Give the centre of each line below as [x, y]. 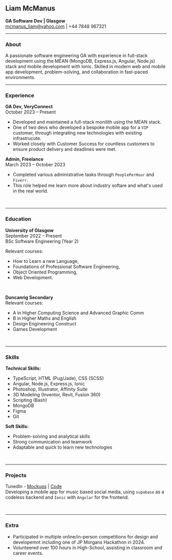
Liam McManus [30, 8]
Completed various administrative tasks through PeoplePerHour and [83, 175]
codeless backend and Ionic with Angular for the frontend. [67, 497]
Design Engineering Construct [45, 323]
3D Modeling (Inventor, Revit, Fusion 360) [57, 394]
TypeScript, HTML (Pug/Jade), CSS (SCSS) [58, 378]
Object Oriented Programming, [45, 272]
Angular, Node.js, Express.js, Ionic [49, 384]
